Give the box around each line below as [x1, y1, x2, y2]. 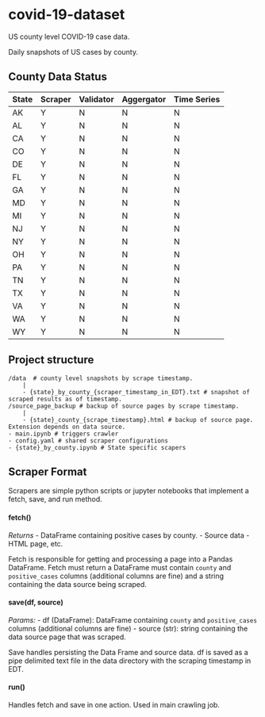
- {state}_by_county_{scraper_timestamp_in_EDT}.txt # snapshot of [22, 388, 250, 396]
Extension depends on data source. [8, 423, 126, 431]
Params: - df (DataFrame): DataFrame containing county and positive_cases [8, 615, 258, 624]
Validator [79, 94, 114, 105]
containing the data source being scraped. [8, 579, 147, 589]
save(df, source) [8, 597, 63, 608]
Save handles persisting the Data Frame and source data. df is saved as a [8, 647, 248, 657]
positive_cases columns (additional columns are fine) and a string [8, 571, 225, 581]
